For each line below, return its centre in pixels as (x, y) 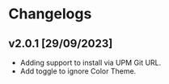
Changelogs (50, 14)
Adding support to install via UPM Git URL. (91, 62)
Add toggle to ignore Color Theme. (78, 71)
